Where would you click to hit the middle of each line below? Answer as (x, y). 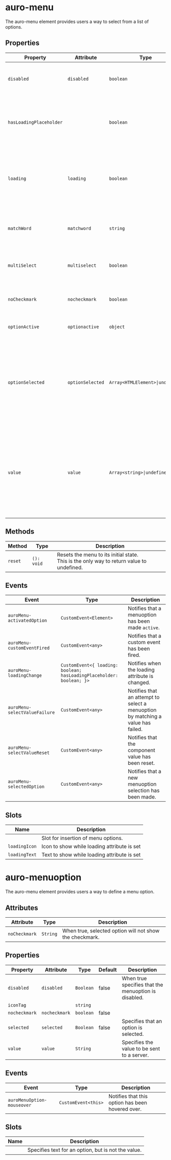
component (141, 750)
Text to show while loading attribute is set (91, 855)
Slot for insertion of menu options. (82, 838)
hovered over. (125, 1109)
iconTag (17, 1005)
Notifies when (145, 664)
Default (108, 969)
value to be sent (141, 1049)
